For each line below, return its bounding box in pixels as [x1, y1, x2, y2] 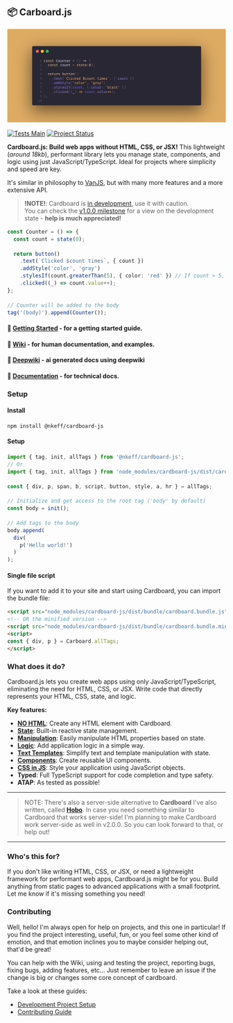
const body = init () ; [7, 505, 70, 512]
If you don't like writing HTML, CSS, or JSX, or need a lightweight [7, 867, 194, 876]
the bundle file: [7, 594, 51, 602]
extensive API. [7, 186, 49, 194]
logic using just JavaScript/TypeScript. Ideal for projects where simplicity [7, 157, 216, 166]
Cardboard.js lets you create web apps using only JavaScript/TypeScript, [7, 677, 216, 686]
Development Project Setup [17, 1000, 96, 1008]
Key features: [7, 705, 47, 714]
